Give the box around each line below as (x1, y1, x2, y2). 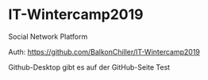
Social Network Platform (8, 32, 88, 41)
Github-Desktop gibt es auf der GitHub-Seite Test (8, 62, 171, 72)
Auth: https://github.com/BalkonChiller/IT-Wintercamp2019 (8, 47, 201, 56)
